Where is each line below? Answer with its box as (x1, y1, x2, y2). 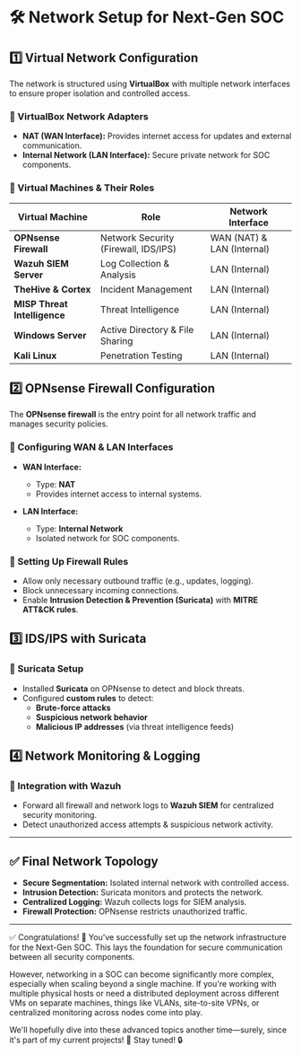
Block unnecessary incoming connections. (21, 585, 180, 595)
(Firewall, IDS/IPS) (99, 242, 177, 255)
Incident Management (99, 283, 193, 295)
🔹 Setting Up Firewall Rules (9, 555, 129, 567)
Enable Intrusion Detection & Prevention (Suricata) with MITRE (21, 594, 258, 605)
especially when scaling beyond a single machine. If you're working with (9, 979, 277, 989)
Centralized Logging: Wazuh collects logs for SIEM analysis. (21, 897, 247, 908)
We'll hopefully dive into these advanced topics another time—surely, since (9, 1024, 288, 1035)
